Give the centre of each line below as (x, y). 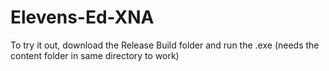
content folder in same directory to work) (95, 55)
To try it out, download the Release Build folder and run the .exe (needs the (165, 45)
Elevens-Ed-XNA (82, 17)
